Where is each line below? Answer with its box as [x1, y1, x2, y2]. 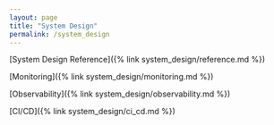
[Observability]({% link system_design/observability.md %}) [9, 88, 231, 99]
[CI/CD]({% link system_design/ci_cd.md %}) [9, 106, 176, 117]
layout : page [9, 12, 58, 22]
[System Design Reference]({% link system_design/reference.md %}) [9, 54, 266, 65]
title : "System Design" [9, 21, 98, 30]
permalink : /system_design [9, 29, 110, 38]
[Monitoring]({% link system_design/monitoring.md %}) [9, 71, 214, 82]
